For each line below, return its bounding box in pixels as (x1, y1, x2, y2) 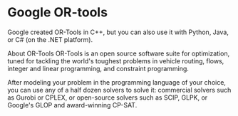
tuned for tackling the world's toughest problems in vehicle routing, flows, (7, 56, 224, 65)
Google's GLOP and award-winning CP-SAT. (7, 100, 138, 109)
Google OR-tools (7, 4, 108, 21)
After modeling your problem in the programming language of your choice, (7, 78, 227, 86)
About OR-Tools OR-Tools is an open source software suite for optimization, (7, 49, 230, 58)
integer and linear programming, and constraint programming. (7, 64, 189, 73)
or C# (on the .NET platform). (7, 35, 93, 43)
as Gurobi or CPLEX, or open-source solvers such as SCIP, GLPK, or (7, 93, 208, 102)
